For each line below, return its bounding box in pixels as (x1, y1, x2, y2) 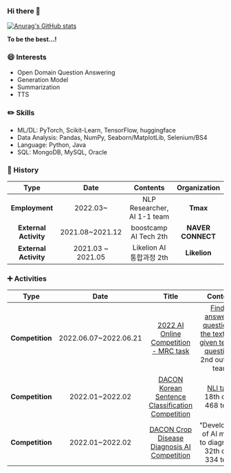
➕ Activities (7, 274, 47, 283)
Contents (133, 183, 165, 192)
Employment (10, 203, 54, 213)
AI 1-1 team (129, 212, 170, 221)
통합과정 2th (130, 253, 168, 263)
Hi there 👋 (7, 6, 41, 16)
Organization (176, 183, 221, 192)
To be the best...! (7, 35, 57, 43)
